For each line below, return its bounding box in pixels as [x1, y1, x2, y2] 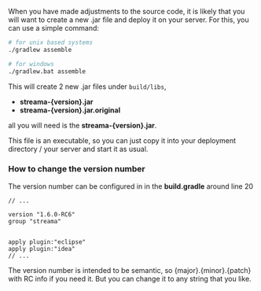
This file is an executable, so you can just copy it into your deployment [8, 135, 237, 145]
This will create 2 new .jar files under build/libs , [8, 82, 167, 91]
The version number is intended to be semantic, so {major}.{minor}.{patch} [8, 265, 252, 274]
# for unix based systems [8, 39, 93, 46]
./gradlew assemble [8, 46, 72, 53]
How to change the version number [8, 164, 145, 175]
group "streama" [8, 217, 61, 225]
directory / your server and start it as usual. [8, 144, 149, 153]
